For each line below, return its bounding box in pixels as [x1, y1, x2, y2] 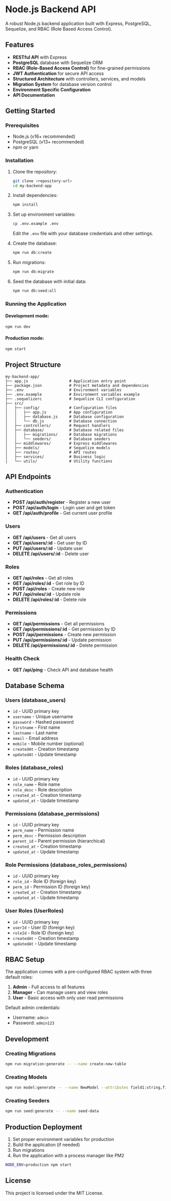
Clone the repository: [12, 168, 58, 175]
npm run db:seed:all [12, 288, 56, 293]
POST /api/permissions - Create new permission [12, 632, 116, 638]
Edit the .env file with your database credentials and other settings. [12, 231, 154, 237]
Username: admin [12, 1014, 49, 1021]
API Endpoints [5, 472, 51, 481]
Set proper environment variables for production [12, 1136, 115, 1142]
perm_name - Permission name [12, 827, 75, 833]
